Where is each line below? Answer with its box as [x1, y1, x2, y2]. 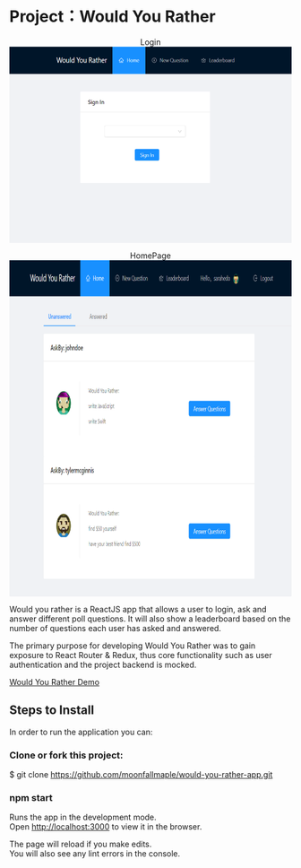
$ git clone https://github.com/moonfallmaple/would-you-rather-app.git [9, 769, 273, 780]
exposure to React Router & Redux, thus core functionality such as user [9, 649, 273, 660]
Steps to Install [9, 703, 95, 718]
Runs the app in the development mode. [9, 812, 157, 823]
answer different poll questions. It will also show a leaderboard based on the [9, 613, 291, 624]
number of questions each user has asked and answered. [9, 622, 222, 633]
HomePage [129, 250, 172, 261]
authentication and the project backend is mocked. [9, 659, 197, 670]
